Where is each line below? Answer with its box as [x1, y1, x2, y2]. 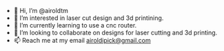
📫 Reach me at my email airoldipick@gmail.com [13, 37, 151, 44]
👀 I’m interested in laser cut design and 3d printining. [13, 14, 164, 22]
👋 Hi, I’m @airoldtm [13, 7, 69, 14]
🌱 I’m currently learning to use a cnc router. [13, 21, 137, 29]
